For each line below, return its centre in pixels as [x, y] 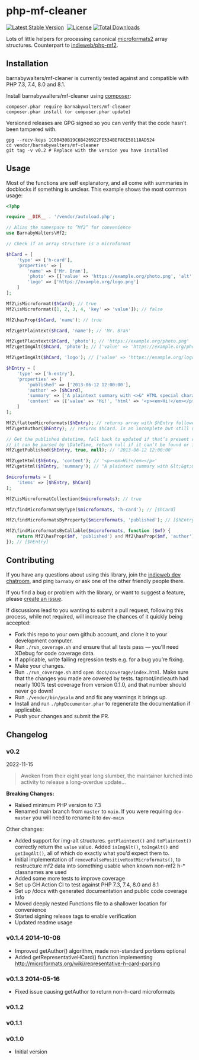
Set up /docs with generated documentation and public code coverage [101, 891]
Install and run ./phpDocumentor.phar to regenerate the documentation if [102, 703]
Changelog [27, 735]
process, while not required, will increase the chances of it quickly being [94, 616]
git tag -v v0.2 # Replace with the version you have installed [87, 150]
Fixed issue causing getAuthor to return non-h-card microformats [95, 992]
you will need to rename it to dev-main [78, 818]
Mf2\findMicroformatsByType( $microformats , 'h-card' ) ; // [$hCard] [91, 510]
